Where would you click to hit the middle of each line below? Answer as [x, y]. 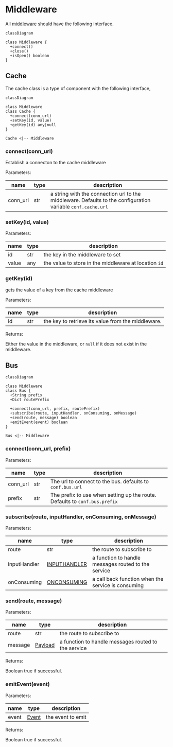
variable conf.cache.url [79, 207]
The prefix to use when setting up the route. [103, 495]
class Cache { [21, 111]
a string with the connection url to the [96, 194]
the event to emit [66, 717]
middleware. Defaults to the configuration [101, 200]
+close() [19, 51]
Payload [45, 645]
